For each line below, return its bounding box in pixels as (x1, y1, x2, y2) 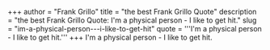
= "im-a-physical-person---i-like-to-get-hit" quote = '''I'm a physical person (7, 24, 262, 33)
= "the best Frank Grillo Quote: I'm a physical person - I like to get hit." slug (7, 15, 257, 25)
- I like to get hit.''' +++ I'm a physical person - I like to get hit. (7, 32, 213, 42)
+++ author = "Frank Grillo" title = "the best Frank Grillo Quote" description (7, 7, 257, 16)
